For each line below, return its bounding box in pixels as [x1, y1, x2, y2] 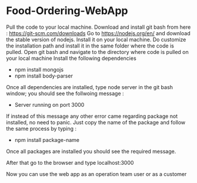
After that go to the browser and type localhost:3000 [6, 159, 134, 166]
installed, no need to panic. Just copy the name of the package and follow [6, 118, 186, 126]
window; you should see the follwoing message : [6, 90, 125, 97]
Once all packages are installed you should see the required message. [6, 148, 176, 155]
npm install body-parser [14, 72, 74, 79]
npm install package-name [14, 136, 79, 143]
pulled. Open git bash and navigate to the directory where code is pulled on [6, 48, 189, 55]
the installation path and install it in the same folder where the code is [6, 42, 175, 49]
